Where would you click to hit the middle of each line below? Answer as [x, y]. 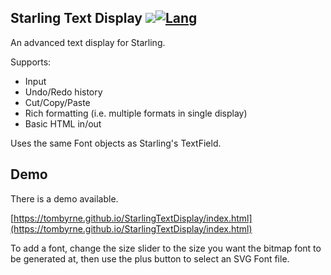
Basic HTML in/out [63, 123]
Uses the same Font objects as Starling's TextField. [116, 143]
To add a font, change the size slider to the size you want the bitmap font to [166, 248]
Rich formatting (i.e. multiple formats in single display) [136, 113]
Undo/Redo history [63, 92]
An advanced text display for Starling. [88, 42]
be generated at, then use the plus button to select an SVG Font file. [150, 258]
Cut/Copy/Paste [57, 102]
